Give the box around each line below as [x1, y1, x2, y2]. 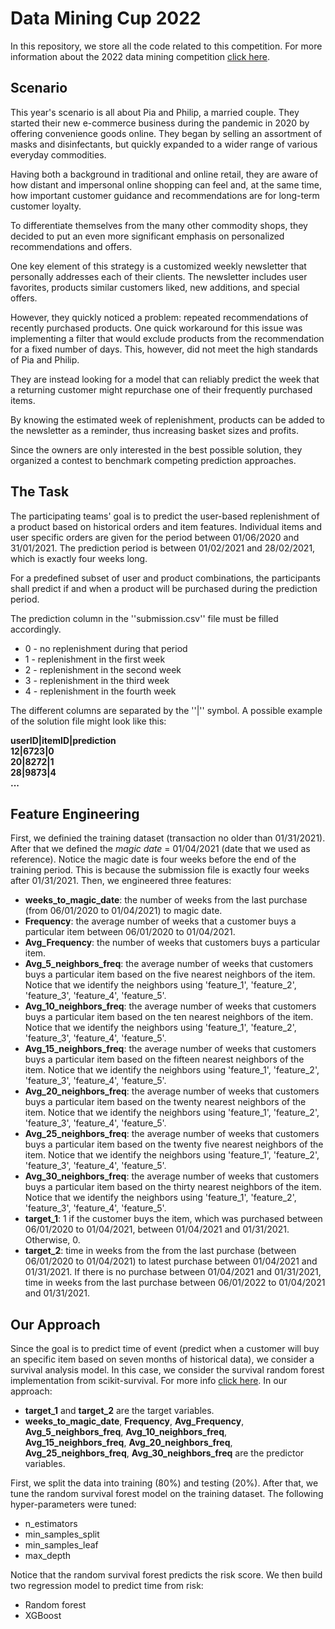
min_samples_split [24, 1528, 100, 1541]
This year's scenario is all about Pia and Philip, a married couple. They [10, 106, 300, 118]
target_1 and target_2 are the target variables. [24, 1405, 215, 1417]
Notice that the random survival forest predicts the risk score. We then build [10, 1569, 323, 1581]
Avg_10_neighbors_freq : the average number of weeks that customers [24, 1000, 317, 1012]
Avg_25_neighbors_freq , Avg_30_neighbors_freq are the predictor [24, 1447, 305, 1459]
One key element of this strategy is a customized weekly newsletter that [10, 260, 307, 272]
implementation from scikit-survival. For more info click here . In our [10, 1375, 288, 1387]
